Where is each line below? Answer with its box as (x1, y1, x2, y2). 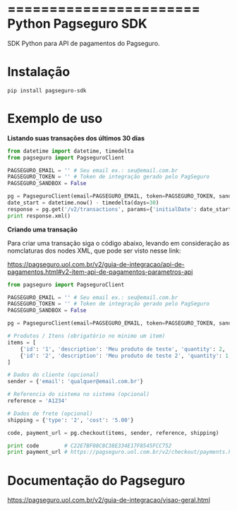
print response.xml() (7, 212, 71, 220)
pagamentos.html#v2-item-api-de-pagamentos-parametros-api (7, 267, 193, 276)
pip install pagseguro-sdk (7, 87, 87, 94)
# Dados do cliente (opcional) (7, 371, 99, 378)
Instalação (7, 64, 71, 80)
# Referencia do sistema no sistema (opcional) (7, 391, 150, 398)
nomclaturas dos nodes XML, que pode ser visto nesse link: (7, 246, 181, 255)
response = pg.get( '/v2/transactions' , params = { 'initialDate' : (7, 205, 197, 212)
